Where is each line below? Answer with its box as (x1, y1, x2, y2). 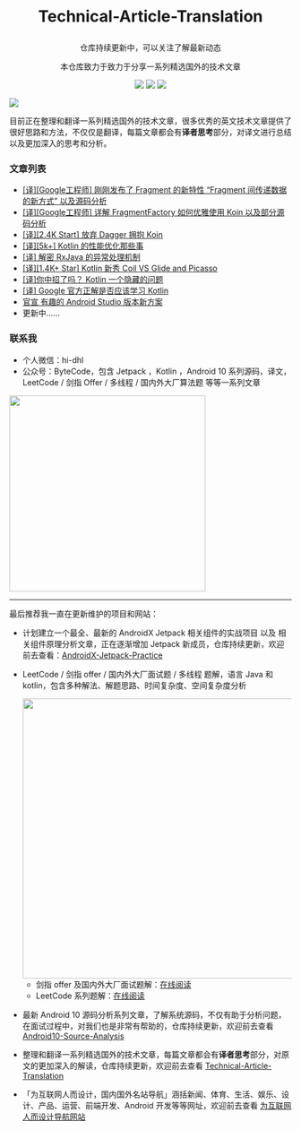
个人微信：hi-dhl (21, 354, 84, 365)
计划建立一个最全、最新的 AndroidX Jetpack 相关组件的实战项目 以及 (21, 627, 276, 638)
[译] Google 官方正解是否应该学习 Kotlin (21, 285, 169, 297)
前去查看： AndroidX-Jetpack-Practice (21, 650, 163, 660)
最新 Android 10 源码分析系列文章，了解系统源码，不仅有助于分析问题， (21, 1009, 287, 1020)
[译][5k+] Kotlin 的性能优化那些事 (21, 240, 144, 252)
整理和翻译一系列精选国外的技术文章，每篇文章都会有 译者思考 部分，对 (21, 1048, 282, 1059)
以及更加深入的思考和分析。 (9, 138, 112, 149)
